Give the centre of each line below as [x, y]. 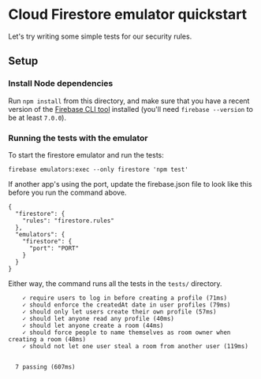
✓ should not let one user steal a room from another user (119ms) [135, 346]
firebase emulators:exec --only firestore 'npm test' [99, 169]
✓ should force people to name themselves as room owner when [127, 333]
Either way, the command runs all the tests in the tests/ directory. [115, 283]
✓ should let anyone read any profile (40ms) [99, 318]
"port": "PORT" [54, 248]
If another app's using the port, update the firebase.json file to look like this [130, 184]
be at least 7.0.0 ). [37, 117]
